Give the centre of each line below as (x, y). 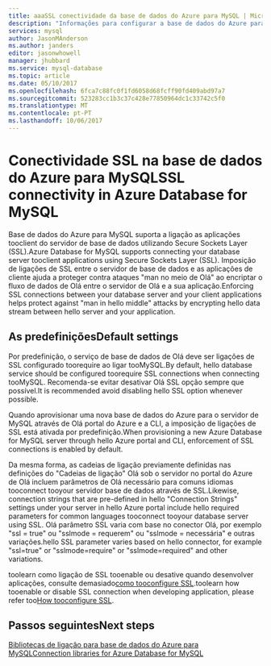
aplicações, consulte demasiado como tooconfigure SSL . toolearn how (124, 583)
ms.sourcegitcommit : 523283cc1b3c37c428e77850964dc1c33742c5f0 (117, 98)
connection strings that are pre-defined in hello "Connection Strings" (123, 499)
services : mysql (35, 31)
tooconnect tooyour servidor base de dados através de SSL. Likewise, (124, 490)
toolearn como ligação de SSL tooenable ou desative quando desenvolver (131, 574)
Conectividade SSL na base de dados (135, 161)
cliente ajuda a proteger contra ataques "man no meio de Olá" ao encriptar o (135, 277)
